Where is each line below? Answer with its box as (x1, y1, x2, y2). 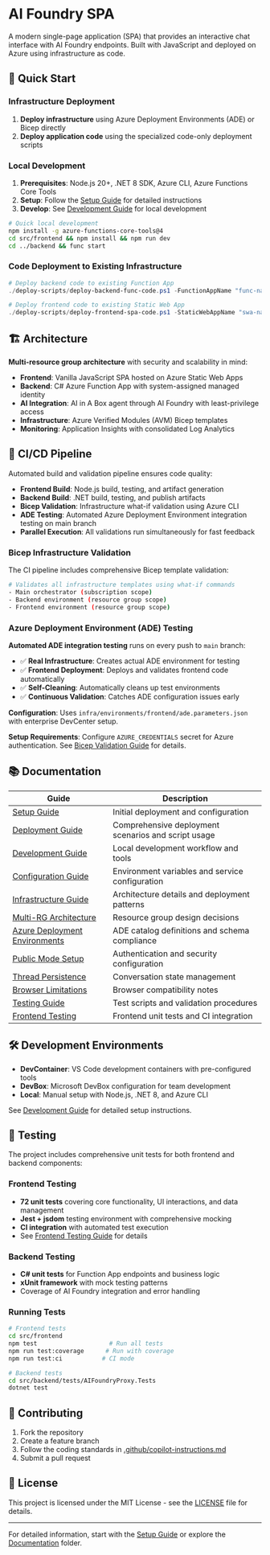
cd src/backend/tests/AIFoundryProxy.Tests (8, 1377, 157, 1385)
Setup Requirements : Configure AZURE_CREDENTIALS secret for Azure (8, 732, 235, 741)
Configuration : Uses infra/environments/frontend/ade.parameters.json (8, 708, 248, 717)
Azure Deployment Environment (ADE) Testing (8, 622, 194, 634)
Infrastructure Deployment (8, 96, 115, 107)
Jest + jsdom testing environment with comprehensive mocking (19, 1213, 232, 1223)
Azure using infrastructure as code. (8, 48, 126, 58)
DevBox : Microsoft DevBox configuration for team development (19, 1081, 231, 1090)
